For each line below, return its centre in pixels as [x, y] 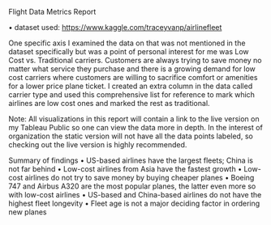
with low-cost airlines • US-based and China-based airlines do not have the [135, 195]
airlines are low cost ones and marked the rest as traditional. [109, 103]
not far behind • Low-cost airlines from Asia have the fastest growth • [125, 169]
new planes [28, 212]
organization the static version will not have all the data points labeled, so [131, 136]
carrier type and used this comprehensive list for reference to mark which [132, 95]
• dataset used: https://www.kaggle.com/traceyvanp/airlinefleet [115, 27]
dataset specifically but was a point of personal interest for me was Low [129, 51]
